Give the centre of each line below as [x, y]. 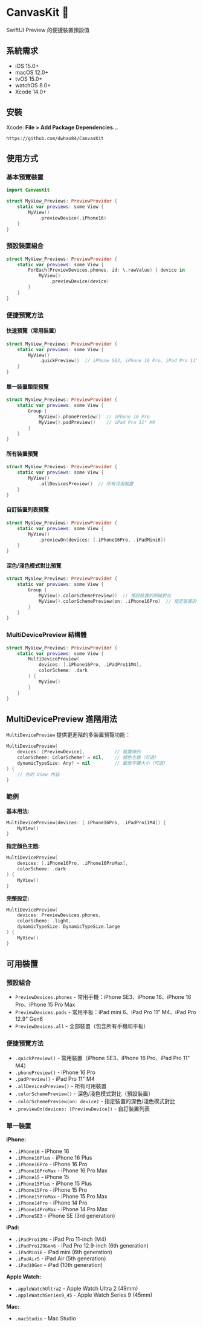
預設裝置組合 [25, 246]
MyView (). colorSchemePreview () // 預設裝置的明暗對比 [105, 596]
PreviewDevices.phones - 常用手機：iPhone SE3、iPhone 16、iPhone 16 [103, 997]
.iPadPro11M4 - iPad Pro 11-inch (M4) [61, 1239]
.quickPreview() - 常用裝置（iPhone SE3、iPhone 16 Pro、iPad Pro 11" [102, 1058]
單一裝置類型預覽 [27, 386]
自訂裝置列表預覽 [27, 509]
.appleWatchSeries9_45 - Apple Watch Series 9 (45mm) [84, 1295]
